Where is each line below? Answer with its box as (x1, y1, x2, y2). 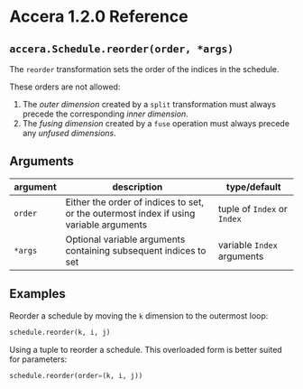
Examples (9, 286, 66, 301)
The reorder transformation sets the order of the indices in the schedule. (9, 64, 280, 74)
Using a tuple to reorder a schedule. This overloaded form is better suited (9, 344, 282, 355)
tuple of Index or (217, 202, 289, 215)
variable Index (217, 238, 278, 251)
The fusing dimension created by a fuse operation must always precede (22, 118, 290, 128)
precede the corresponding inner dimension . (22, 108, 189, 119)
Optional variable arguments (65, 233, 186, 245)
